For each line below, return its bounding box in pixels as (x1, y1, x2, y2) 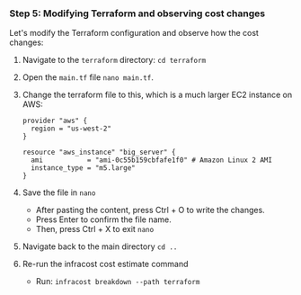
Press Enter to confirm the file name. (35, 214, 173, 225)
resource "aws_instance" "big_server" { (22, 147, 176, 157)
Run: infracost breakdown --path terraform (35, 276, 200, 287)
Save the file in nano (22, 187, 96, 198)
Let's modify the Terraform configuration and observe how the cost (9, 28, 259, 39)
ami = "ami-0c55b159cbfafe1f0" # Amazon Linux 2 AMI (31, 156, 272, 165)
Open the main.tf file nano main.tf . (22, 72, 155, 83)
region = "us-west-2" (31, 124, 112, 133)
